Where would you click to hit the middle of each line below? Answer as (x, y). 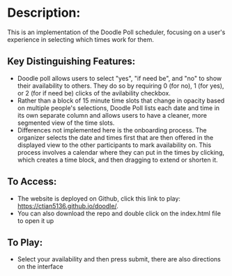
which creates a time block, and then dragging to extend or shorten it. (117, 160)
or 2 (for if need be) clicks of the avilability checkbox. (94, 93)
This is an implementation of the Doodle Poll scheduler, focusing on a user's (116, 32)
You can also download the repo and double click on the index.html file (119, 213)
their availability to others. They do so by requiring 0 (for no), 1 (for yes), (121, 86)
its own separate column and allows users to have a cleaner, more (112, 115)
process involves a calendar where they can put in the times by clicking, (121, 152)
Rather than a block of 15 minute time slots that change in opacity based (121, 100)
